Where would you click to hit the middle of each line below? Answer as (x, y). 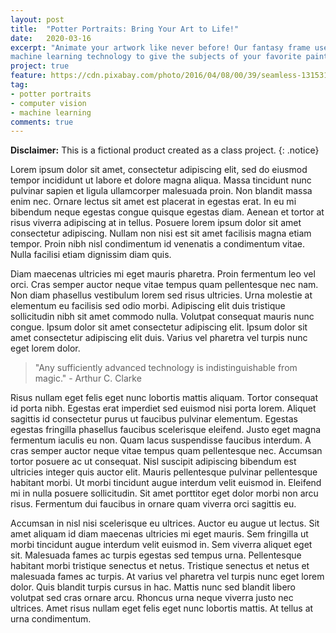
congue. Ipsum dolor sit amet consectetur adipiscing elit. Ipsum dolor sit (159, 327)
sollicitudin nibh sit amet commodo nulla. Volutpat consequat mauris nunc (162, 317)
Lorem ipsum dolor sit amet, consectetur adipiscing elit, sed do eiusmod (159, 170)
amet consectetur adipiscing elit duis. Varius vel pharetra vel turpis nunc (159, 338)
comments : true (42, 122)
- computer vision (48, 103)
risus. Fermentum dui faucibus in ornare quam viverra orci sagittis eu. (153, 504)
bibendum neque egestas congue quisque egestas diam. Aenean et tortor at (167, 212)
